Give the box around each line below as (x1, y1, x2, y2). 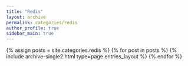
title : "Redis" (6, 8, 44, 15)
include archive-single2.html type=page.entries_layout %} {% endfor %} (6, 53, 183, 60)
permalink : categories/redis (6, 19, 78, 25)
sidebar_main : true (6, 31, 54, 37)
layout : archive (6, 14, 46, 20)
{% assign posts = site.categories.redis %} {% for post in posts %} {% (6, 47, 177, 54)
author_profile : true (6, 25, 60, 31)
